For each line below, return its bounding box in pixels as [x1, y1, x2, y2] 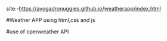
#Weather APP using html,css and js [6, 17, 95, 23]
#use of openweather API [6, 28, 69, 35]
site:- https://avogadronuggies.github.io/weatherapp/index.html [6, 5, 161, 12]
